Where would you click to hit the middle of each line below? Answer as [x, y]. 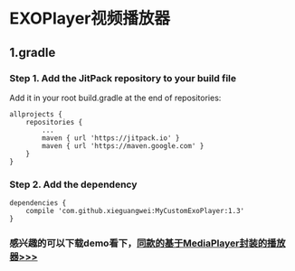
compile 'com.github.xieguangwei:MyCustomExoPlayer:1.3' [135, 211]
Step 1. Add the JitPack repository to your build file [123, 78]
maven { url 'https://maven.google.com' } [123, 145]
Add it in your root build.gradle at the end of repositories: [115, 98]
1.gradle [33, 52]
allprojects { [36, 114]
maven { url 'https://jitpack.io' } [111, 138]
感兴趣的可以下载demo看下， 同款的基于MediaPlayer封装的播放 [148, 243]
